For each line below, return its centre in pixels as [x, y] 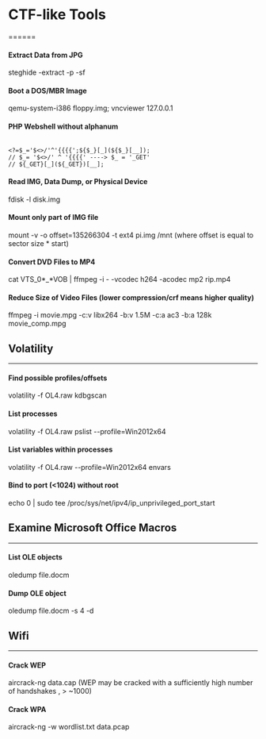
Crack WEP [27, 665]
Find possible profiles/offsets [58, 378]
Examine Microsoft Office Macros [93, 528]
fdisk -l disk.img [34, 199]
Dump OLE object [38, 593]
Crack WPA [27, 709]
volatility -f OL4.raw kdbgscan [57, 395]
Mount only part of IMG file [53, 217]
